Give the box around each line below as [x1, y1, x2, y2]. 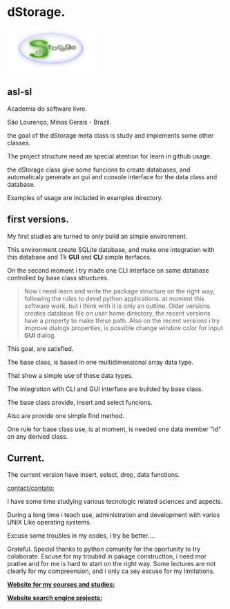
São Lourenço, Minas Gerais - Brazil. [7, 118, 112, 126]
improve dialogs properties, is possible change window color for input [23, 323, 223, 332]
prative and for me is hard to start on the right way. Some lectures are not [7, 560, 216, 568]
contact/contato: [7, 484, 55, 492]
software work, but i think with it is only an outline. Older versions [23, 302, 211, 310]
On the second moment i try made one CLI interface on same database [7, 266, 209, 274]
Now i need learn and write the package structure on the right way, [23, 287, 215, 295]
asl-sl [7, 86, 32, 98]
